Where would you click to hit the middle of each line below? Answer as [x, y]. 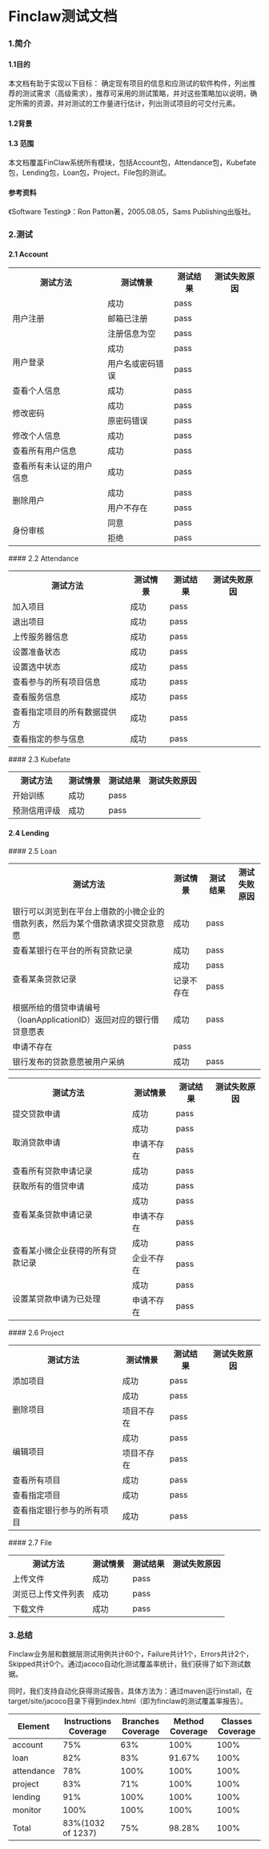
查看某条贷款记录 [45, 979]
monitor [27, 1810]
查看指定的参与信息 [49, 739]
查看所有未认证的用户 [53, 466]
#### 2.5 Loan [33, 851]
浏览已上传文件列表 [49, 1594]
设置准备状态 [37, 652]
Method [189, 1721]
